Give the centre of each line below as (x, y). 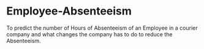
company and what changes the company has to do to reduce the (89, 34)
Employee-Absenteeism (69, 11)
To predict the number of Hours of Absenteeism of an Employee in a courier (102, 28)
